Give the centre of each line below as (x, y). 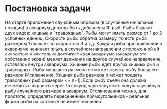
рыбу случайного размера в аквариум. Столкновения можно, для (76, 91)
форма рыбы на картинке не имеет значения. (54, 101)
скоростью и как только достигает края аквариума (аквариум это (76, 54)
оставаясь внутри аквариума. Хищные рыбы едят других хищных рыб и (82, 64)
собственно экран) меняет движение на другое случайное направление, (83, 59)
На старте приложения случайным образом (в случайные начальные (79, 22)
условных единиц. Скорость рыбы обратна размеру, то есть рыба (76, 38)
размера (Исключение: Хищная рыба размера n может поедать (74, 75)
